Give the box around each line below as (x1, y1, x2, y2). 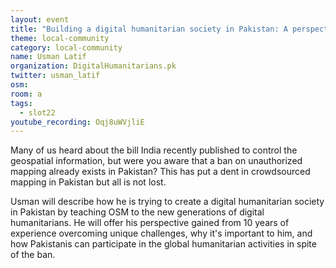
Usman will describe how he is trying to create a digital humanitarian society (10, 196, 325, 208)
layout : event (10, 14, 70, 25)
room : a (10, 89, 43, 99)
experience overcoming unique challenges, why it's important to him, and (10, 227, 313, 240)
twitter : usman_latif (10, 71, 101, 81)
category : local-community (10, 42, 123, 53)
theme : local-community (10, 33, 110, 43)
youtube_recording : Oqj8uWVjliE (10, 117, 145, 127)
